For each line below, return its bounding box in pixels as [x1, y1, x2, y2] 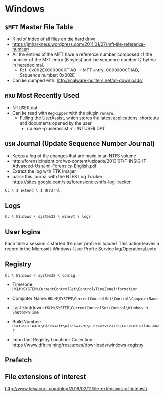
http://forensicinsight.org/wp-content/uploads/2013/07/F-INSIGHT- [12, 158, 148, 163]
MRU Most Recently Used [5, 92, 80, 100]
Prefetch [5, 356, 32, 364]
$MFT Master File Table [5, 23, 73, 31]
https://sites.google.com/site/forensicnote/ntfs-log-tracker [12, 179, 131, 185]
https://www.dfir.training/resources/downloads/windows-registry [12, 342, 144, 348]
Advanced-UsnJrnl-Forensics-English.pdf [12, 163, 97, 169]
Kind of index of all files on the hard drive [12, 36, 95, 42]
